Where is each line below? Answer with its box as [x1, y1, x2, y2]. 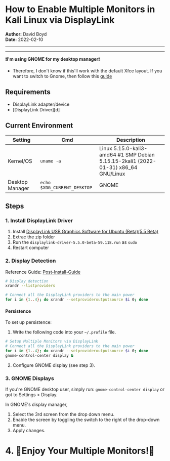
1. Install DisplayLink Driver [5, 217, 73, 224]
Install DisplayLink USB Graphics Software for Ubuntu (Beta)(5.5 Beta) [12, 229, 158, 235]
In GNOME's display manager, [5, 401, 68, 408]
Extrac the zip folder [12, 234, 55, 240]
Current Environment [5, 121, 73, 130]
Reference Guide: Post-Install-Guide [5, 269, 81, 275]
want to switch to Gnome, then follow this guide [12, 73, 112, 79]
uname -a [40, 158, 62, 164]
